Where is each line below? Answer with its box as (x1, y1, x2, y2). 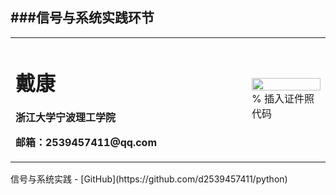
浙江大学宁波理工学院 (15, 111, 117, 125)
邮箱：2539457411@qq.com (15, 136, 157, 150)
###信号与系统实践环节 (10, 9, 155, 27)
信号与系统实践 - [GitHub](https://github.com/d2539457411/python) (10, 173, 288, 185)
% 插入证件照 (251, 91, 315, 105)
